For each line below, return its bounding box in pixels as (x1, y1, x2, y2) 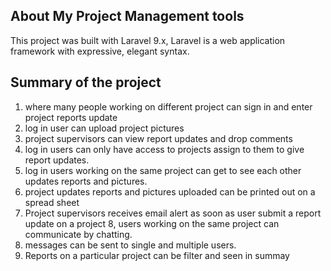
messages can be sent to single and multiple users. (24, 239, 237, 251)
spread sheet (24, 196, 80, 208)
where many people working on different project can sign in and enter (24, 100, 313, 113)
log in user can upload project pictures (24, 122, 185, 134)
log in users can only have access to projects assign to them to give (24, 143, 305, 155)
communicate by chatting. (24, 228, 133, 240)
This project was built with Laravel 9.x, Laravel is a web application (10, 34, 286, 46)
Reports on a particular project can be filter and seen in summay (24, 249, 290, 261)
